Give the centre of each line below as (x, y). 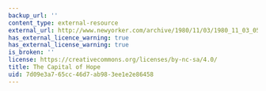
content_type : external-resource (63, 23)
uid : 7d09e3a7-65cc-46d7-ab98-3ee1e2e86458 (81, 74)
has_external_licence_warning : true (68, 38)
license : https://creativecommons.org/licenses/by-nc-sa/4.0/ (113, 60)
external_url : (32, 30)
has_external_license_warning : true (68, 45)
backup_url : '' (33, 15)
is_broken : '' (32, 52)
